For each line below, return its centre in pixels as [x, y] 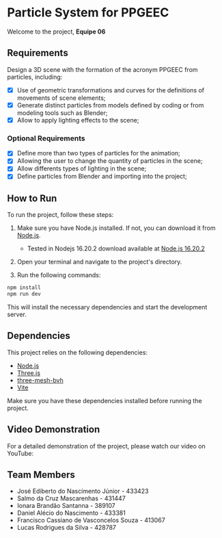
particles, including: [35, 77]
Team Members [41, 475]
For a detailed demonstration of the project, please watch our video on [107, 446]
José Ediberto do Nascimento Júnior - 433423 [83, 491]
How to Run [32, 198]
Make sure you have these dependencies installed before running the [105, 400]
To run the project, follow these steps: [60, 215]
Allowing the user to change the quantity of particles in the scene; [110, 161]
